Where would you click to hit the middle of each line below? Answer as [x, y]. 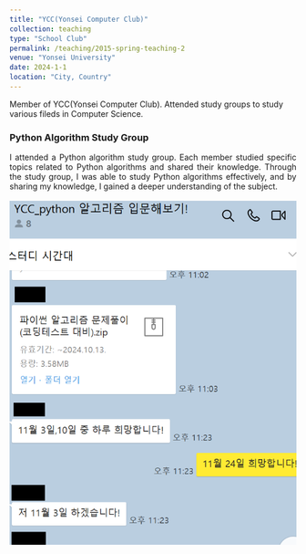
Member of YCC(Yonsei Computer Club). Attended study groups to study [147, 104]
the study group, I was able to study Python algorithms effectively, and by [153, 177]
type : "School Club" [49, 38]
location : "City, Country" [61, 78]
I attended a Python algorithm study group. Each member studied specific [153, 157]
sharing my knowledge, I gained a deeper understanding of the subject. [143, 186]
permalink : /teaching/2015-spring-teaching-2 [97, 48]
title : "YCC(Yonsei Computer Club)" [79, 19]
